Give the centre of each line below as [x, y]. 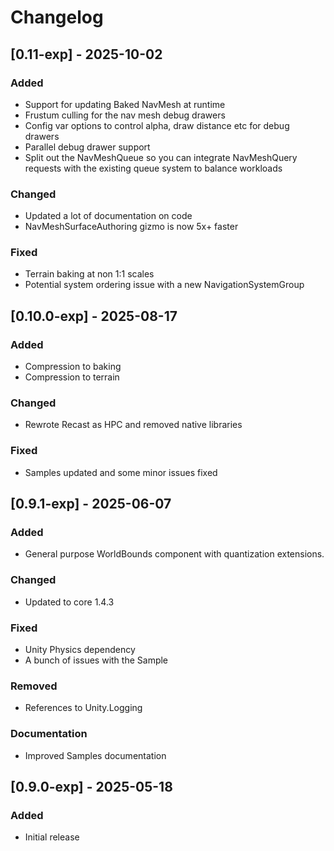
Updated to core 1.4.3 [69, 602]
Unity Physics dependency [80, 650]
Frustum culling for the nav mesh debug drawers [125, 115]
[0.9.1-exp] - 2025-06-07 [91, 504]
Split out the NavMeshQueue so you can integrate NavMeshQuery [161, 157]
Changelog [57, 17]
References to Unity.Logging [83, 708]
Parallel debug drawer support [87, 147]
